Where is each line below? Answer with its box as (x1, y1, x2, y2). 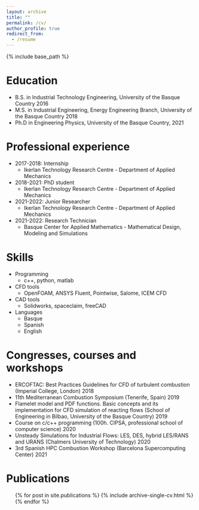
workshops (6, 361, 64, 374)
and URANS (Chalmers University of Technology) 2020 (14, 438, 151, 445)
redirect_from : (6, 31, 44, 37)
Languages (14, 309, 43, 316)
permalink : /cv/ (6, 20, 47, 26)
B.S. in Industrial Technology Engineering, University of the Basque (14, 93, 180, 100)
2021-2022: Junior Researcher (14, 198, 91, 205)
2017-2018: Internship (14, 160, 69, 167)
